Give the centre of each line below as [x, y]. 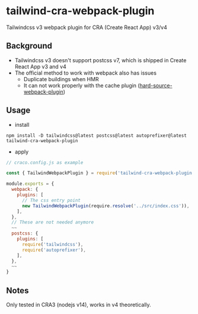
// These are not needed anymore [53, 222]
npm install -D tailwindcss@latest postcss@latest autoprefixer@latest [96, 135]
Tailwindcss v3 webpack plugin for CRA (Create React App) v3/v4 [87, 27]
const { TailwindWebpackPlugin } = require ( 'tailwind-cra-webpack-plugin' [100, 173]
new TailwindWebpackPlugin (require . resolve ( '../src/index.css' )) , [106, 206]
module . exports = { [30, 184]
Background [29, 46]
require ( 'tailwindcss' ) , [52, 244]
